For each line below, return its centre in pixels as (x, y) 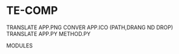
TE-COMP (32, 11)
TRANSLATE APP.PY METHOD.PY (49, 33)
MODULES (20, 46)
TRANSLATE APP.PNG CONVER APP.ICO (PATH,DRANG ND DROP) (90, 27)
